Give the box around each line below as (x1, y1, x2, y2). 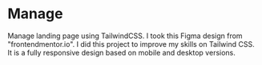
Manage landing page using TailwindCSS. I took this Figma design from (7, 31, 243, 40)
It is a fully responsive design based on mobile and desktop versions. (7, 48, 236, 57)
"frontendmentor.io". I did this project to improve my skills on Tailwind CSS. (7, 39, 255, 48)
